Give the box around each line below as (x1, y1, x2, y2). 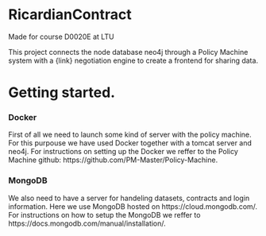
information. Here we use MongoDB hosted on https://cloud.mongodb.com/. (8, 201, 258, 211)
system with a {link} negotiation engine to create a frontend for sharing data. (8, 56, 259, 65)
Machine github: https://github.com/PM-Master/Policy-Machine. (8, 155, 218, 164)
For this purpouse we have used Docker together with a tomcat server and (8, 138, 253, 148)
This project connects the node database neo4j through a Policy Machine (8, 47, 249, 56)
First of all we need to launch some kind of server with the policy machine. (8, 130, 252, 140)
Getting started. (8, 83, 116, 102)
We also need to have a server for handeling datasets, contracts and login (8, 193, 250, 203)
